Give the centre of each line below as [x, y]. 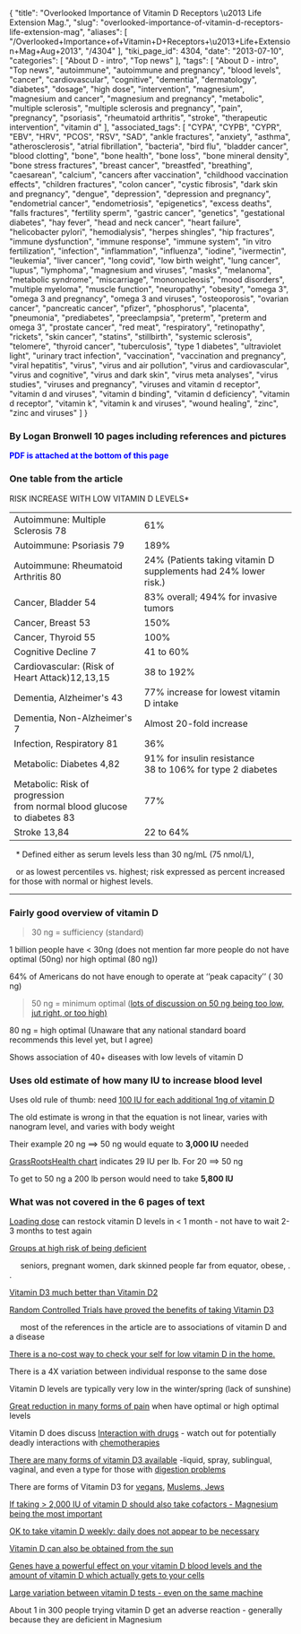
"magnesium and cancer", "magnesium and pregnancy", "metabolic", [137, 99]
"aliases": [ [107, 32]
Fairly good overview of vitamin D [84, 912]
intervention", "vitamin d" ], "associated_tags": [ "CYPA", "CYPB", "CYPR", [146, 127]
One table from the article [66, 479]
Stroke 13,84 [42, 832]
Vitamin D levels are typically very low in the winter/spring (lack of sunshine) [150, 1389]
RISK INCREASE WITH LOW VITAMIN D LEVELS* [99, 498]
